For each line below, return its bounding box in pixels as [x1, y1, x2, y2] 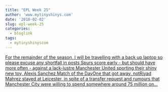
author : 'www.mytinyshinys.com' [5, 12, 73, 17]
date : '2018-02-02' [5, 17, 46, 22]
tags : [5, 36, 17, 41]
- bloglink [10, 31, 33, 36]
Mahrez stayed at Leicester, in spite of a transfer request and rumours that [5, 75, 160, 81]
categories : [5, 26, 30, 31]
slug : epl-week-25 [5, 21, 44, 27]
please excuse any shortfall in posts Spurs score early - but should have [5, 59, 155, 66]
